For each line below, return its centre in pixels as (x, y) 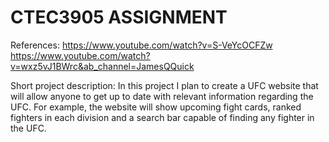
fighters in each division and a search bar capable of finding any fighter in (162, 117)
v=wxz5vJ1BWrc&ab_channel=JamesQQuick (102, 66)
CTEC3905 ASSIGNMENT (119, 17)
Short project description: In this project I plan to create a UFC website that (164, 85)
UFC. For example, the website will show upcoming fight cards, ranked (156, 107)
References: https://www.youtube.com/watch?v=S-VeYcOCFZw (141, 45)
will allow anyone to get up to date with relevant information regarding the (162, 96)
